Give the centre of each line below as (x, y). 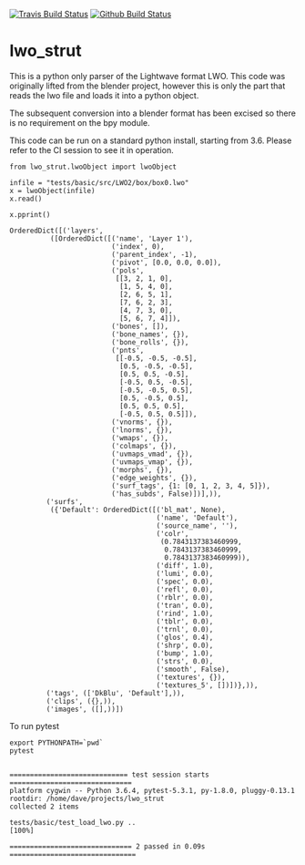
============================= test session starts (109, 775)
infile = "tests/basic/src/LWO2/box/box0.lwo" (99, 182)
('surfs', (65, 501)
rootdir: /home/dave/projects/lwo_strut (87, 798)
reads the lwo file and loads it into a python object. (104, 95)
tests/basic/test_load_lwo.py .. (73, 822)
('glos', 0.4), (185, 637)
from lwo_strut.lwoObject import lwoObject (93, 167)
